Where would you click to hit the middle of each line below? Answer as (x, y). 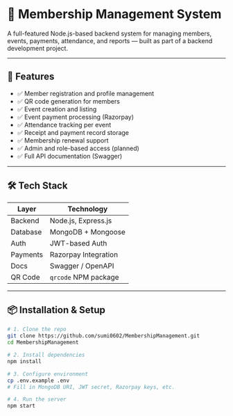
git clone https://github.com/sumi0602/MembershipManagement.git (103, 336)
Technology (88, 209)
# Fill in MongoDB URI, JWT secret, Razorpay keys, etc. (91, 387)
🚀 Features (31, 77)
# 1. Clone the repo (37, 330)
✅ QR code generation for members (68, 101)
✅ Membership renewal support (63, 140)
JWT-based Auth (78, 243)
